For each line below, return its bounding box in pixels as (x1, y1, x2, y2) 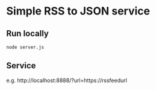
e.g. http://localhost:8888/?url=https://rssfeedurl (6, 77, 128, 84)
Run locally (6, 28, 49, 39)
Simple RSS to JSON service (6, 4, 151, 18)
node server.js (6, 44, 45, 50)
